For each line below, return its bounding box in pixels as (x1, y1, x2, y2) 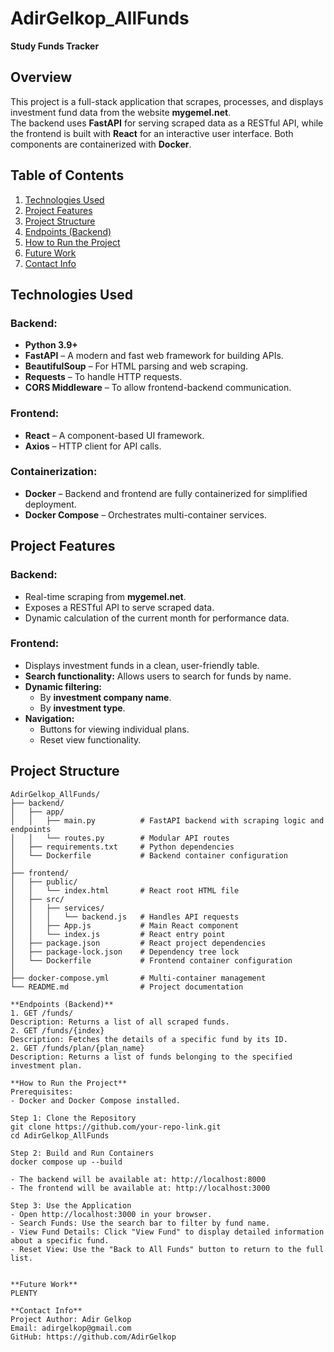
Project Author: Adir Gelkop (10, 1314, 132, 1324)
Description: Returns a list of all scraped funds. (10, 1017, 230, 1027)
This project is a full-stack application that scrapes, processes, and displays (10, 95, 324, 107)
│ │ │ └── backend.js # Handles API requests (10, 912, 240, 922)
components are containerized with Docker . (10, 138, 192, 150)
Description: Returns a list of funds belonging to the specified (10, 1052, 293, 1062)
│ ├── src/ (10, 894, 65, 904)
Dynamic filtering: (24, 680, 102, 692)
